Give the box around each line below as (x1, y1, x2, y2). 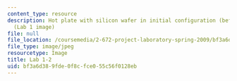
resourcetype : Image (7, 50, 68, 57)
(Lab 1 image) (13, 23, 55, 30)
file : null (7, 30, 39, 37)
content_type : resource (7, 10, 78, 18)
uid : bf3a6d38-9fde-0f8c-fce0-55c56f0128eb (7, 63, 138, 70)
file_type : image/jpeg (7, 43, 74, 50)
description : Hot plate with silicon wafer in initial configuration (7, 17, 217, 24)
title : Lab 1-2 (7, 56, 52, 63)
